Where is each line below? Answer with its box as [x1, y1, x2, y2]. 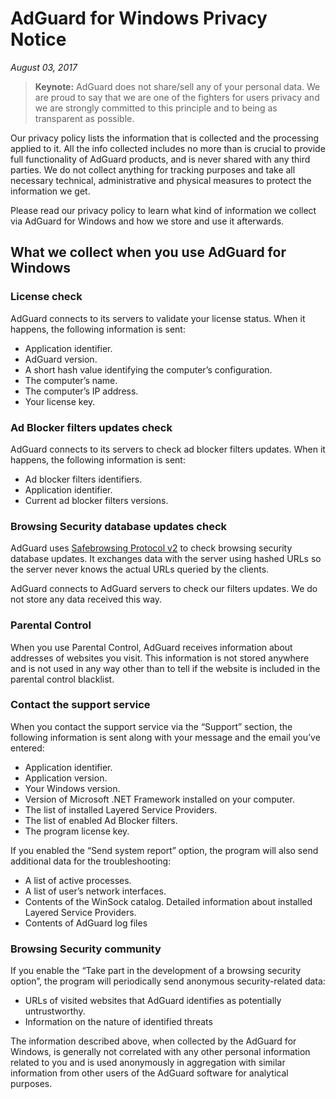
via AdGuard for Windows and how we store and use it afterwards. [10, 215, 285, 227]
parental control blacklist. [10, 673, 115, 685]
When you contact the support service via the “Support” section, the [10, 720, 293, 732]
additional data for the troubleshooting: [10, 855, 172, 867]
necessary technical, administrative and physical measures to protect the [10, 174, 312, 186]
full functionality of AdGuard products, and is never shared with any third [10, 153, 311, 165]
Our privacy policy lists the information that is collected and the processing [10, 132, 320, 144]
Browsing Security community [10, 942, 162, 956]
